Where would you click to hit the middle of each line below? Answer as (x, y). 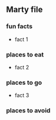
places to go (24, 82)
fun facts (19, 26)
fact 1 (21, 39)
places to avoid (28, 111)
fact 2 (22, 67)
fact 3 (22, 95)
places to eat (25, 54)
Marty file (24, 10)
